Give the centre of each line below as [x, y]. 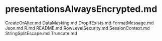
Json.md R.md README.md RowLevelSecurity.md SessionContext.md [77, 28]
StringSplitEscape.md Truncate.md [41, 33]
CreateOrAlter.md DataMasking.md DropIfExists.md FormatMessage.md [79, 23]
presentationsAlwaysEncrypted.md [81, 9]
